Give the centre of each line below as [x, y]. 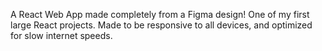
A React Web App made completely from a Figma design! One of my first [160, 14]
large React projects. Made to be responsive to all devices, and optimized [161, 25]
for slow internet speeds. [61, 35]
